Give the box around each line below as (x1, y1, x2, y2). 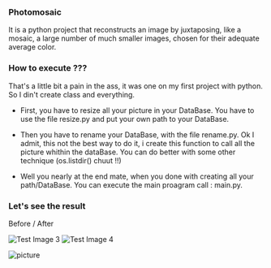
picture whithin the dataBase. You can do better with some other (19, 147, 236, 157)
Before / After (8, 218, 54, 228)
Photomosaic (8, 6, 62, 18)
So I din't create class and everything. (8, 89, 135, 99)
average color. (8, 42, 57, 52)
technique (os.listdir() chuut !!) (19, 155, 122, 165)
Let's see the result (8, 200, 86, 211)
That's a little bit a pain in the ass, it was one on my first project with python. (8, 80, 264, 91)
